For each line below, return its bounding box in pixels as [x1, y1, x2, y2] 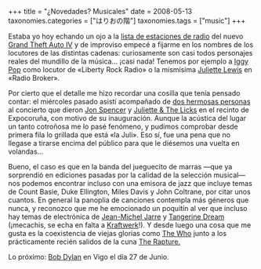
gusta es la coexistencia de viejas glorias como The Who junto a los [8, 229, 227, 238]
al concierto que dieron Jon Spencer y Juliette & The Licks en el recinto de [8, 105, 249, 115]
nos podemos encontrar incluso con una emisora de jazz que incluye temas [8, 179, 252, 187]
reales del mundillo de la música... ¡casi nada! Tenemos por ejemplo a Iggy [8, 56, 249, 66]
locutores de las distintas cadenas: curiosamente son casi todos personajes [8, 49, 253, 57]
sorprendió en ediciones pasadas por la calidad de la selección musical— [8, 170, 245, 180]
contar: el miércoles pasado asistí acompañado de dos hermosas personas [8, 97, 251, 106]
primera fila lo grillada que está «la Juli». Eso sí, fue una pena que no [8, 130, 231, 140]
